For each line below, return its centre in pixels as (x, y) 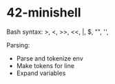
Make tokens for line (45, 65)
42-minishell (44, 13)
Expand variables (41, 73)
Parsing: (18, 45)
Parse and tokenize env (50, 58)
